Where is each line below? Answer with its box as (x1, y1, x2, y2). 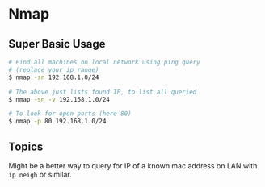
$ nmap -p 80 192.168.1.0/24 (8, 118, 107, 126)
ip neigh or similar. (8, 169, 72, 179)
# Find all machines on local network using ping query (8, 58, 200, 66)
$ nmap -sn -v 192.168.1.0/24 (8, 95, 111, 103)
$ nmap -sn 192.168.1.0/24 (8, 73, 99, 81)
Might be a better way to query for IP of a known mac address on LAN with (8, 160, 258, 170)
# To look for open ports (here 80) (8, 110, 132, 118)
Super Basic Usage (8, 37, 107, 51)
